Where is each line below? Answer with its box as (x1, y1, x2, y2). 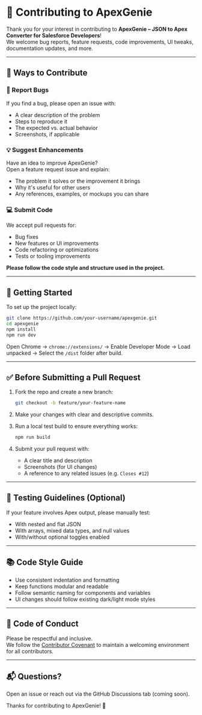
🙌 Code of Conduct (6, 618, 79, 629)
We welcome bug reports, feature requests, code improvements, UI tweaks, (6, 38, 194, 45)
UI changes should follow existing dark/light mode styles (14, 596, 156, 603)
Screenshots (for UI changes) (23, 463, 97, 471)
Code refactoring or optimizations (14, 246, 99, 253)
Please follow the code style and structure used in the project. (6, 264, 165, 272)
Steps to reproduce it (14, 118, 68, 125)
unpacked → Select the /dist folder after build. (6, 349, 123, 357)
